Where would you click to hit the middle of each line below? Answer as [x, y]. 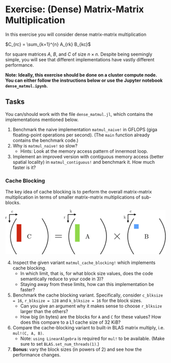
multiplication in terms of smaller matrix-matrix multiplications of [73, 197]
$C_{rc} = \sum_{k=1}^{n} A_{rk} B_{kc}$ [48, 44]
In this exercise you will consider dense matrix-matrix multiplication [76, 34]
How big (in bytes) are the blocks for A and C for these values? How [91, 317]
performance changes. [37, 355]
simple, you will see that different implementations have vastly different [80, 59]
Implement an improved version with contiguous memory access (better [88, 156]
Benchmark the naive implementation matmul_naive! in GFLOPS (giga [85, 129]
